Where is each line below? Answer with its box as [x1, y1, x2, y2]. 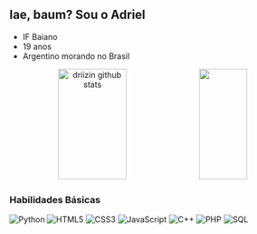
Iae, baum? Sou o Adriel [9, 7, 147, 23]
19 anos [22, 41, 52, 52]
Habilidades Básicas [9, 193, 101, 206]
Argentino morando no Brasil [22, 50, 130, 62]
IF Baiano [22, 31, 58, 42]
